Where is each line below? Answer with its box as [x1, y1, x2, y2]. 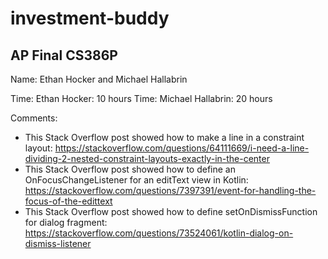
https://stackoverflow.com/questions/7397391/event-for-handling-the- [24, 185, 317, 196]
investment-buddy [10, 7, 170, 30]
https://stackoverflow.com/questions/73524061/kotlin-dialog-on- [24, 227, 294, 239]
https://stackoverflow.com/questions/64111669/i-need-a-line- [54, 142, 310, 154]
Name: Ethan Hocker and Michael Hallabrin [10, 73, 188, 85]
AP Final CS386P [10, 47, 118, 64]
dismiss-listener [24, 238, 92, 249]
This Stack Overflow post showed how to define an [24, 163, 236, 175]
